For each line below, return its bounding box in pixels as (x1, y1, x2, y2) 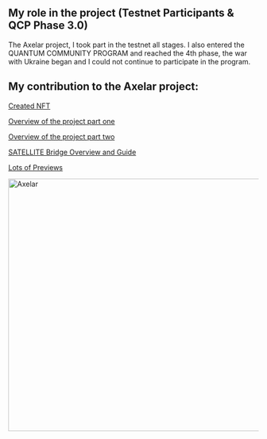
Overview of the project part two (8, 131, 115, 142)
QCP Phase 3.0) (8, 19, 89, 33)
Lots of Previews (8, 162, 64, 172)
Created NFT (8, 101, 51, 111)
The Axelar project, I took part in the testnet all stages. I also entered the (8, 40, 245, 49)
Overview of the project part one (8, 116, 115, 126)
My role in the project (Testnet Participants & (8, 6, 234, 20)
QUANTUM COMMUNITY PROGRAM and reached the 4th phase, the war (8, 48, 248, 58)
